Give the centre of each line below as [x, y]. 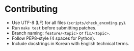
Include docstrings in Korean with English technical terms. [70, 43]
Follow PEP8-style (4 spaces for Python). [53, 38]
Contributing [31, 9]
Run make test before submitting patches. [54, 27]
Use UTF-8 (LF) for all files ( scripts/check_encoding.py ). [69, 23]
